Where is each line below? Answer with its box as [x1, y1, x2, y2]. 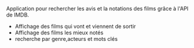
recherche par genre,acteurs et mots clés [14, 36, 118, 42]
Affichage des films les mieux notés [14, 29, 104, 36]
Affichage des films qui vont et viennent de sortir [14, 23, 136, 30]
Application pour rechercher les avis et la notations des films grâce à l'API [6, 5, 189, 12]
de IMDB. [6, 11, 29, 18]
